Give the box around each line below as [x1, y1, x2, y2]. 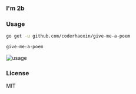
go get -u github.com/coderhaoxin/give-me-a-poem [6, 33, 131, 39]
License [6, 69, 29, 77]
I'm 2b [6, 4, 25, 12]
